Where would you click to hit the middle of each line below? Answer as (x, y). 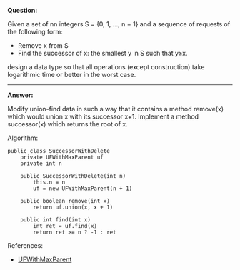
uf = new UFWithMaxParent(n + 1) (83, 189)
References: (25, 245)
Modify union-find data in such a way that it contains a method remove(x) (115, 109)
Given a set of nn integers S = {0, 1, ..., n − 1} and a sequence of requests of (119, 24)
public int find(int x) (56, 220)
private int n (41, 164)
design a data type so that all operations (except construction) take (106, 67)
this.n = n (49, 182)
